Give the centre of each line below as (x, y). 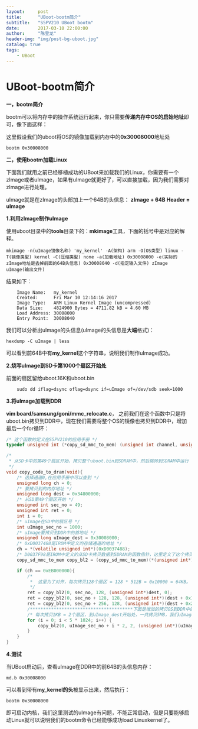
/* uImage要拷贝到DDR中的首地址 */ (56, 533)
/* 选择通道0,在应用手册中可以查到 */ (58, 477)
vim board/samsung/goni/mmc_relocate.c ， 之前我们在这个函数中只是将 (96, 413)
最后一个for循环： (28, 428)
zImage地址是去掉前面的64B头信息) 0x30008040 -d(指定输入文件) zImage (87, 263)
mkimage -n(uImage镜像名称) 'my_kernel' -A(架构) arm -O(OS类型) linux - (95, 251)
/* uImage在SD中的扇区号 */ (49, 521)
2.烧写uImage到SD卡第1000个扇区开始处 (56, 365)
